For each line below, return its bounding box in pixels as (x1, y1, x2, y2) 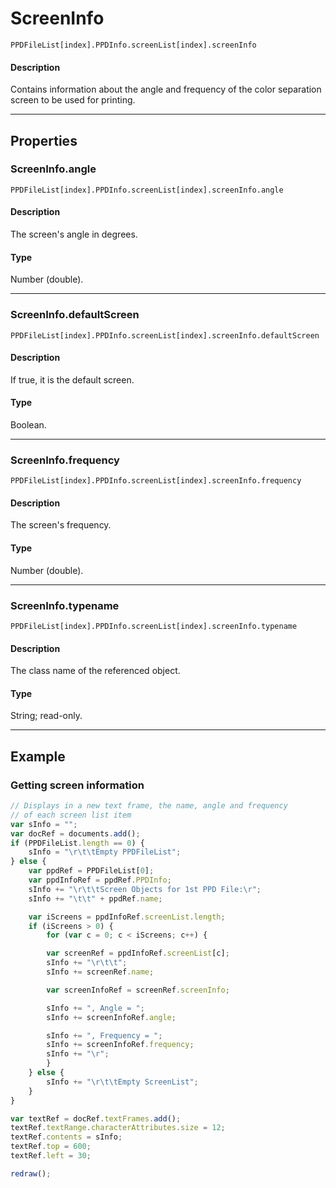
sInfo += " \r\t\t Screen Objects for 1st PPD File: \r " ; (28, 884, 262, 894)
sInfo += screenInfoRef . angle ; (46, 1012, 177, 1022)
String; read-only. (10, 710, 83, 722)
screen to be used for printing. (10, 94, 136, 106)
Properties (10, 132, 78, 149)
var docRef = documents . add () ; (10, 828, 141, 839)
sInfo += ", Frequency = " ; (46, 1030, 163, 1041)
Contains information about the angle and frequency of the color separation (10, 83, 322, 96)
